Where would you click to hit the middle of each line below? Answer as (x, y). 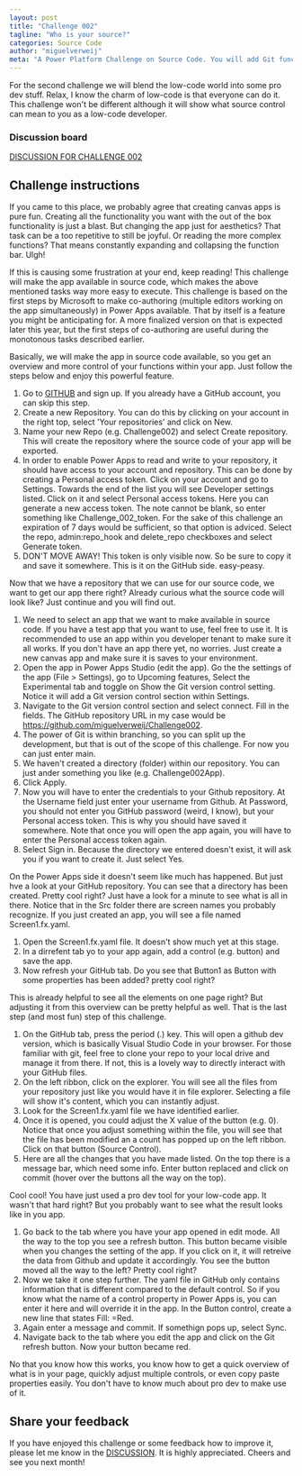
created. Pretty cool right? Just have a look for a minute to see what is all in (149, 896)
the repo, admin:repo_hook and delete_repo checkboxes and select (147, 537)
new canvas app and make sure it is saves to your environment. (140, 658)
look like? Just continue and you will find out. (93, 602)
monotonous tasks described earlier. (77, 340)
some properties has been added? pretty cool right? (119, 980)
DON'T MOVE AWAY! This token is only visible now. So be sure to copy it (157, 556)
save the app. (48, 961)
